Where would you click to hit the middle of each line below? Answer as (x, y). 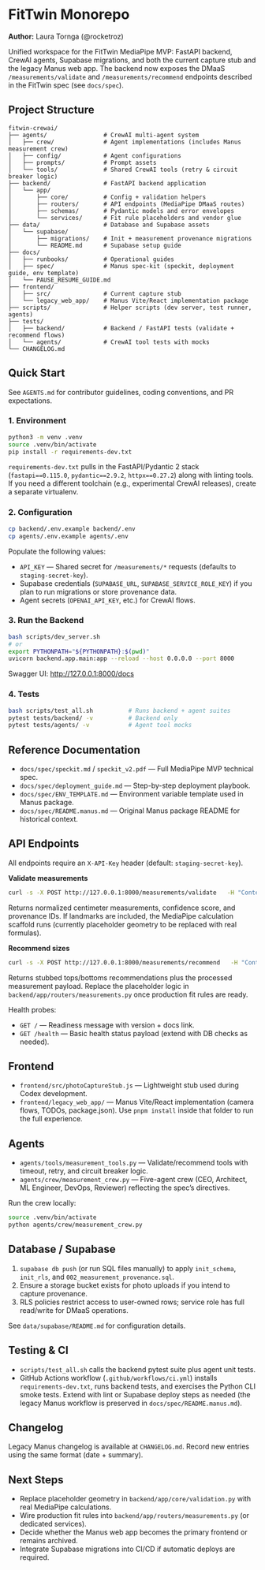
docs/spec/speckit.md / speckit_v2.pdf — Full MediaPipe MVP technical (136, 769)
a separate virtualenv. (43, 492)
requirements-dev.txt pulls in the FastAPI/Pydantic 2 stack (104, 467)
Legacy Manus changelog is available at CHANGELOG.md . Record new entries (129, 1447)
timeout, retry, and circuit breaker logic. (84, 1171)
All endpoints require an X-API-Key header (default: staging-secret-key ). (126, 863)
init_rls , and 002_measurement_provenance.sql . (97, 1277)
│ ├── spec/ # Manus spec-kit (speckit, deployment (121, 266)
